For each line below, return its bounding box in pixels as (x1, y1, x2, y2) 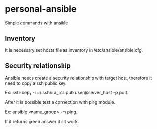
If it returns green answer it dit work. (5, 118, 79, 124)
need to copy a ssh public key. (5, 80, 67, 86)
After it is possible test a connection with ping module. (5, 99, 116, 105)
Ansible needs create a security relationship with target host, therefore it (5, 75, 152, 81)
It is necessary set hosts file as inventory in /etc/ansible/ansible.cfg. (5, 47, 143, 53)
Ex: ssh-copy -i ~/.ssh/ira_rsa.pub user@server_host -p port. (5, 89, 129, 95)
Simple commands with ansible (5, 20, 68, 26)
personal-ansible (5, 3, 77, 15)
